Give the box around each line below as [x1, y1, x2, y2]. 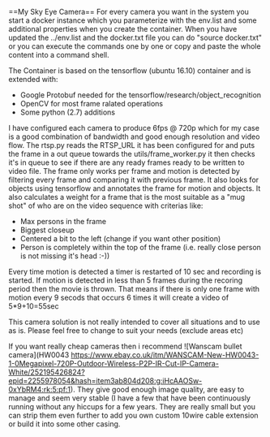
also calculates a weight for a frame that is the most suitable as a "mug [8, 193, 246, 201]
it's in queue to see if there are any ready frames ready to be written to [8, 158, 245, 167]
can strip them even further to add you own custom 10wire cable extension [8, 410, 259, 420]
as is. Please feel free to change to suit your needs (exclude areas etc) [8, 326, 244, 335]
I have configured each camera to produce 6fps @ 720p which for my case [8, 123, 259, 132]
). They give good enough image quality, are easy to [70, 385, 245, 394]
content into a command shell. [8, 50, 109, 59]
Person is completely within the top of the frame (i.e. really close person [19, 243, 262, 252]
